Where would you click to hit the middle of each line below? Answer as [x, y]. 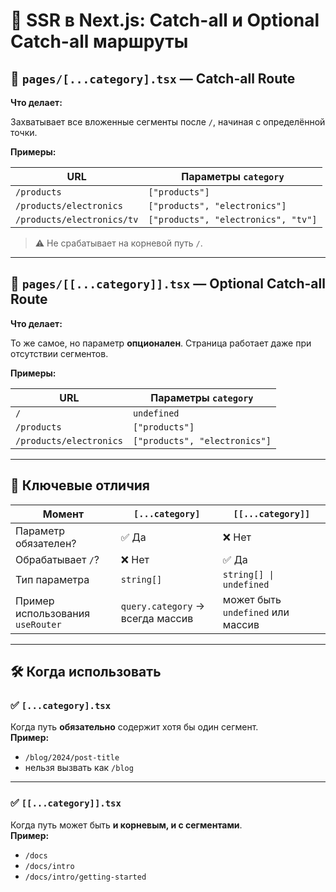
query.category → [162, 606]
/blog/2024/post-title [72, 758]
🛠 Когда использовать [86, 672]
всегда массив [157, 618]
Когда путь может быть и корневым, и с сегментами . [126, 825]
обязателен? [46, 543]
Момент [63, 514]
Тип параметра [52, 579]
